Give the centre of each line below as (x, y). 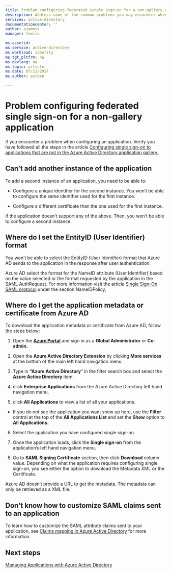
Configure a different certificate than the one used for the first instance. (88, 206)
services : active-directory (35, 19)
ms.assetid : (18, 43)
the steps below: (23, 331)
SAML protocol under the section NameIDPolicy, (56, 289)
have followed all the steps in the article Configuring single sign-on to (78, 147)
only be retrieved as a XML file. (38, 489)
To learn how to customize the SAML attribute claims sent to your (74, 526)
